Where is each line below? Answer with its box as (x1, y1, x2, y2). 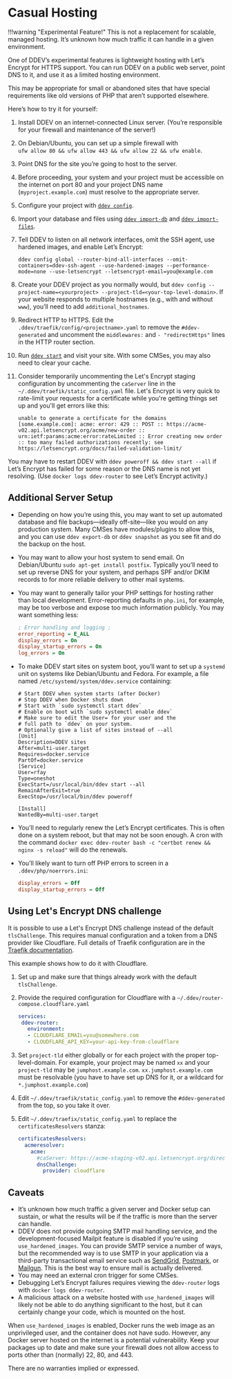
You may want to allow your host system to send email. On (17, 553, 185, 561)
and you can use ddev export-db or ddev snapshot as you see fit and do (17, 532, 222, 540)
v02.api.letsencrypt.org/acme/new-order (17, 427, 136, 434)
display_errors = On (17, 637, 77, 644)
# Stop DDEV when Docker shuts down (17, 697, 124, 704)
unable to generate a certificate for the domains (17, 414, 167, 421)
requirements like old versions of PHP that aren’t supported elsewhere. (8, 91, 209, 100)
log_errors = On (17, 650, 65, 657)
